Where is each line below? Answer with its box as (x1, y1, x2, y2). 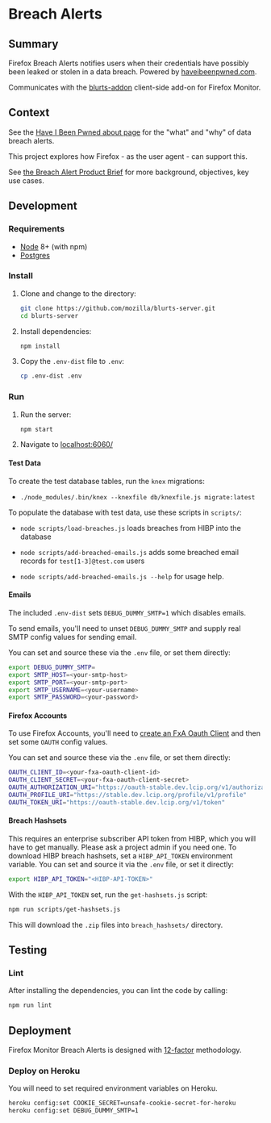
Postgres (19, 250, 51, 260)
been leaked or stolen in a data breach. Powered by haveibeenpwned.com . (8, 67, 257, 77)
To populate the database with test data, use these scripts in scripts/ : (8, 507, 242, 517)
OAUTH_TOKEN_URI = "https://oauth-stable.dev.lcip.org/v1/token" (8, 798, 226, 807)
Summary (8, 37, 59, 51)
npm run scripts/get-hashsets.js (8, 905, 121, 913)
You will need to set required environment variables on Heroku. (8, 1083, 218, 1093)
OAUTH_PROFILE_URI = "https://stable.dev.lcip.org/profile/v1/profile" (8, 791, 248, 799)
